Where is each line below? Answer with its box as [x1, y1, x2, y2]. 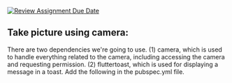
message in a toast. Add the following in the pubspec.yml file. [7, 67, 185, 76]
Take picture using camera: [7, 27, 129, 38]
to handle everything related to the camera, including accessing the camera [7, 52, 225, 61]
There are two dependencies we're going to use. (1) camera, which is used [7, 45, 222, 54]
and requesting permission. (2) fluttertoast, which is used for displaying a [7, 60, 219, 68]
